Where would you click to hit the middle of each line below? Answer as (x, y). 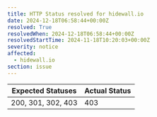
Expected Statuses (44, 91)
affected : (22, 54)
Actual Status (108, 91)
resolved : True (30, 27)
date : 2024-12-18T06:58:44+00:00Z (58, 21)
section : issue (30, 67)
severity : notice (33, 47)
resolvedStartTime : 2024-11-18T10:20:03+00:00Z (79, 40)
